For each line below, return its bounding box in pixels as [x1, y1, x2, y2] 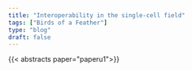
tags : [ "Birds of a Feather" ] [8, 19, 108, 27]
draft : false [8, 33, 51, 41]
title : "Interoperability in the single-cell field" [8, 11, 186, 20]
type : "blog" [8, 26, 51, 34]
